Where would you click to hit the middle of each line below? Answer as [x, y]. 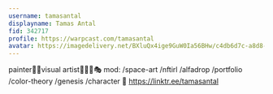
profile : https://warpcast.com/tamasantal [81, 38]
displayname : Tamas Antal [52, 23]
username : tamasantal [45, 16]
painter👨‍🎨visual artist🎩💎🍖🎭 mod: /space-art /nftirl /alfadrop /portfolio [126, 70]
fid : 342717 [28, 31]
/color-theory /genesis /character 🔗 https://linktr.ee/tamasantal [114, 81]
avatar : [22, 46]
